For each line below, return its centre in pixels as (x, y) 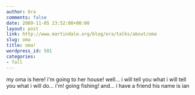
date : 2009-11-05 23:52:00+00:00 (48, 23)
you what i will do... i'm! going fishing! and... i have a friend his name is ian (98, 85)
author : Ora (21, 12)
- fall (14, 62)
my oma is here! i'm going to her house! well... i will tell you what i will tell (96, 79)
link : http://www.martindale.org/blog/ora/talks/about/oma (82, 34)
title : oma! (21, 46)
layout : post (22, 29)
